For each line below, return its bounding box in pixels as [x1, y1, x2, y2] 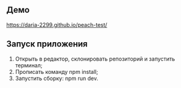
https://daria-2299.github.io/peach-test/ [6, 21, 108, 28]
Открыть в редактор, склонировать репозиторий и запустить [15, 55, 176, 62]
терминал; [15, 61, 43, 69]
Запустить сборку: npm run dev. [15, 75, 99, 82]
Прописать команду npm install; [15, 68, 99, 75]
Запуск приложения [6, 39, 88, 50]
